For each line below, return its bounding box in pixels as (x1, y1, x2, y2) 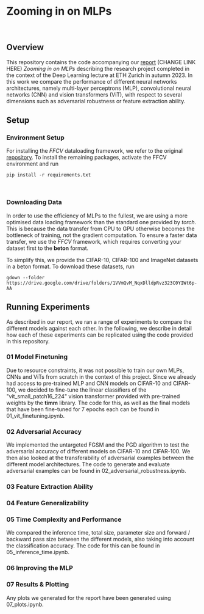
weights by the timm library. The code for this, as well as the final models (6, 399, 191, 406)
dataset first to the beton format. (6, 244, 89, 252)
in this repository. (6, 337, 50, 345)
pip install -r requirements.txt (6, 172, 91, 178)
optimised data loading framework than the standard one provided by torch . (6, 218, 197, 225)
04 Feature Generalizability (6, 499, 89, 507)
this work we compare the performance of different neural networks (6, 78, 177, 85)
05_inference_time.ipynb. (6, 549, 70, 556)
